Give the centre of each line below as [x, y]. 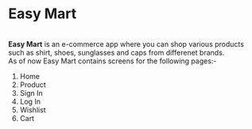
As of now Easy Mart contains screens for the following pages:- [112, 61]
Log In [30, 101]
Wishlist [33, 110]
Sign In [31, 93]
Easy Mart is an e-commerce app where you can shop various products [126, 44]
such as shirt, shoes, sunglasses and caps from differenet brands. [116, 52]
